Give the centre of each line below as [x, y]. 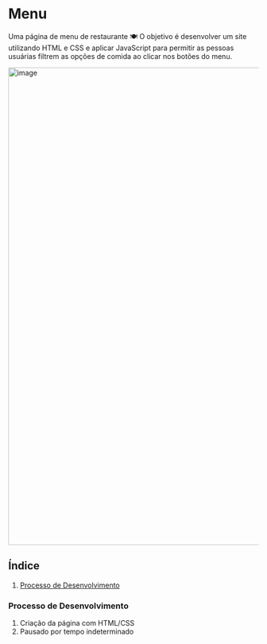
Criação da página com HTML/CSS [77, 623]
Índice [24, 566]
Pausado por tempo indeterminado [77, 632]
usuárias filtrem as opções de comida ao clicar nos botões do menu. [120, 56]
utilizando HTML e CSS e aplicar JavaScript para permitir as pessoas [121, 48]
